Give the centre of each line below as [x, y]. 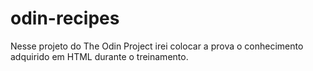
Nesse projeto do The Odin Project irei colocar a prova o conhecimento [157, 46]
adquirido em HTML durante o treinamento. [99, 56]
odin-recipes [65, 18]
